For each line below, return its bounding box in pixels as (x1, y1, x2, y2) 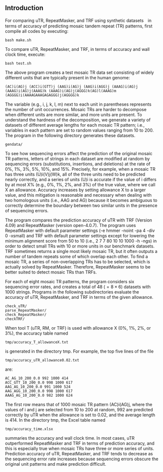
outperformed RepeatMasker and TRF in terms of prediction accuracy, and (5, 440, 155, 446)
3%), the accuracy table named (5, 330, 68, 336)
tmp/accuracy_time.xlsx (5, 427, 54, 431)
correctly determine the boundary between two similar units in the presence (5, 202, 158, 208)
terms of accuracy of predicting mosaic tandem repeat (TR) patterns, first (5, 23, 153, 29)
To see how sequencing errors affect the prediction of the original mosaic (5, 150, 153, 156)
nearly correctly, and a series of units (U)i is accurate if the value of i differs (5, 176, 157, 182)
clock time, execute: (5, 51, 46, 57)
